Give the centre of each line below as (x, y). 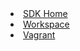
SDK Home (45, 13)
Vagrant (39, 35)
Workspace (46, 24)
